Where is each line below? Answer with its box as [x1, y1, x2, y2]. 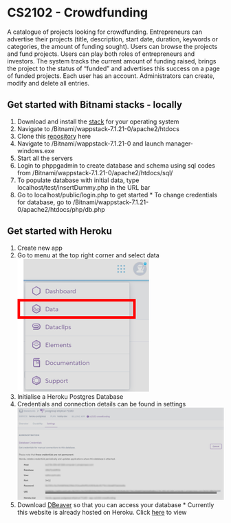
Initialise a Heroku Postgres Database [16, 392, 124, 401]
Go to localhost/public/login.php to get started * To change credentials [16, 190, 218, 199]
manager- [165, 139, 194, 148]
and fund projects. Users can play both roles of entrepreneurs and [7, 50, 195, 58]
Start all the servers [16, 154, 74, 162]
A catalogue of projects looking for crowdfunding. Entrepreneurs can [7, 28, 203, 36]
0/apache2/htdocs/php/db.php [16, 205, 105, 213]
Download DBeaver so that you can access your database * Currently [16, 501, 214, 509]
